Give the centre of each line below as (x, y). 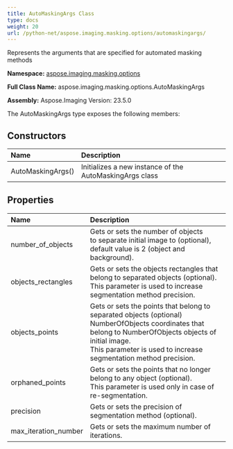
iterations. (106, 435)
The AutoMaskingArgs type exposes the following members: (94, 114)
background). (112, 257)
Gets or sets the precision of (136, 407)
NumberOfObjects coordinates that (147, 323)
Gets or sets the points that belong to (150, 306)
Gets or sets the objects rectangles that (154, 269)
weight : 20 (23, 26)
